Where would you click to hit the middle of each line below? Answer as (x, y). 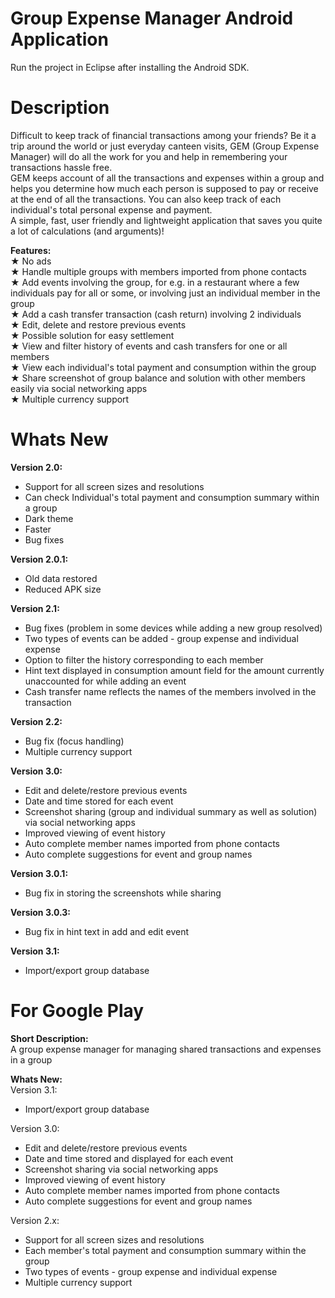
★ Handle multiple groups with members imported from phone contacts (158, 271)
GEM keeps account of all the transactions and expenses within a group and (167, 178)
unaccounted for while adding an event (105, 681)
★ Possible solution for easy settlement (92, 335)
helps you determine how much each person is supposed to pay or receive (164, 188)
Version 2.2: (36, 721)
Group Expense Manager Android (152, 18)
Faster (38, 529)
